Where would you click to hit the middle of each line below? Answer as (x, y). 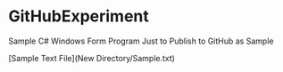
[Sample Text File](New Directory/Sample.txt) (92, 58)
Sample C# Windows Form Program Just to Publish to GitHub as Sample (141, 41)
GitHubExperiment (79, 16)
